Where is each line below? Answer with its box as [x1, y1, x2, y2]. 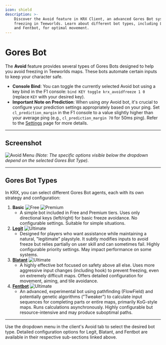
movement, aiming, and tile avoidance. [19, 278, 98, 284]
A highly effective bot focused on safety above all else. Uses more [19, 262, 155, 268]
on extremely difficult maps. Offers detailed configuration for [19, 272, 143, 278]
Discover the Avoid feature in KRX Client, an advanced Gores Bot [14, 16, 154, 21]
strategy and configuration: [5, 195, 61, 201]
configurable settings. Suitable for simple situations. [19, 220, 126, 226]
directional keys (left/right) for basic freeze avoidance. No [19, 215, 137, 220]
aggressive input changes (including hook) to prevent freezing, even [19, 267, 159, 273]
